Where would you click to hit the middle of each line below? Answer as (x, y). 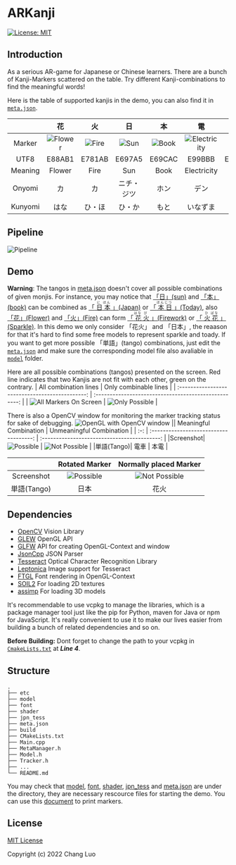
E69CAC (164, 158)
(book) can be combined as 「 (51, 307)
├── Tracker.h (28, 761)
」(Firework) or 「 (177, 318)
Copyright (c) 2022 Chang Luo (52, 854)
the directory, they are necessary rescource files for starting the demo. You (116, 794)
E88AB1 (60, 158)
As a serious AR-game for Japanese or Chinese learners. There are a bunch (117, 71)
